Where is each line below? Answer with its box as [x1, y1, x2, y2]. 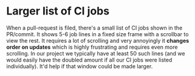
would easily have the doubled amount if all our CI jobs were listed [6, 56, 173, 63]
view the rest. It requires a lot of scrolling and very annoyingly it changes [6, 37, 190, 44]
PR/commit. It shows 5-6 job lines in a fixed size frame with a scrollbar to [6, 30, 189, 37]
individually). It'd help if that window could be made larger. [6, 62, 153, 70]
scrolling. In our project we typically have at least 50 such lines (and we [6, 49, 185, 57]
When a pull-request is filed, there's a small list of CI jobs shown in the [6, 24, 183, 31]
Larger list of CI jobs [6, 4, 110, 18]
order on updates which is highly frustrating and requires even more [6, 43, 178, 51]
